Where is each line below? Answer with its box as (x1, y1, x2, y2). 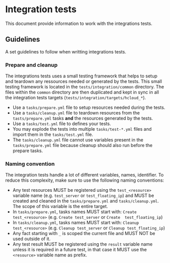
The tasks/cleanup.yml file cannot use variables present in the (12, 137, 144, 143)
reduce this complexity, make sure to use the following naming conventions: (5, 177, 164, 184)
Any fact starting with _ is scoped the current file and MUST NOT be (12, 230, 156, 237)
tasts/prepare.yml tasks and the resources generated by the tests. (12, 115, 153, 122)
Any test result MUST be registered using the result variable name (12, 241, 153, 247)
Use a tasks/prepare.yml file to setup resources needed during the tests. (12, 104, 165, 110)
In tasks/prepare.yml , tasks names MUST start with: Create (12, 209, 137, 215)
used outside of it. (12, 236, 51, 242)
